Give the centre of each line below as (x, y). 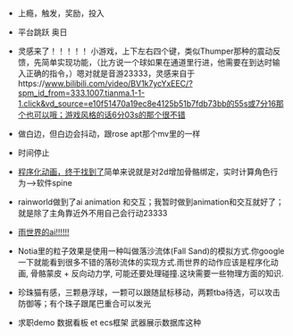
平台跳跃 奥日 (42, 32)
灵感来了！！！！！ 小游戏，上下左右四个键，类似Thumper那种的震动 (145, 51)
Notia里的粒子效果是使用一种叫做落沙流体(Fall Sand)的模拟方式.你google (151, 251)
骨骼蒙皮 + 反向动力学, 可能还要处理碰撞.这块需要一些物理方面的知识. (157, 273)
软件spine (54, 183)
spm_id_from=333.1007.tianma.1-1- (81, 93)
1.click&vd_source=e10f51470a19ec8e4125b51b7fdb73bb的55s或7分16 (147, 104)
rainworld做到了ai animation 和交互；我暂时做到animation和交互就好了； (151, 202)
